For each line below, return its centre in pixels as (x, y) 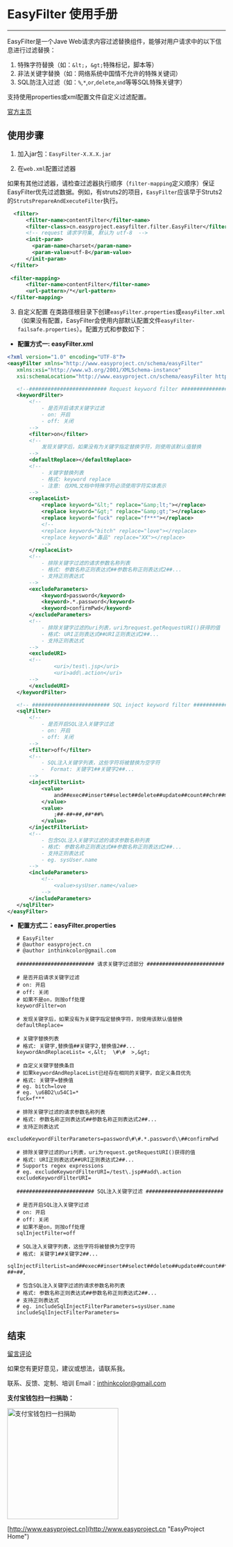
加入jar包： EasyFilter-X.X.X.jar (64, 153)
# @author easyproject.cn (54, 945)
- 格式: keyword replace (76, 479)
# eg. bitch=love (42, 1087)
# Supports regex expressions (60, 1166)
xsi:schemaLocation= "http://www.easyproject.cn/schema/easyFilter (114, 376)
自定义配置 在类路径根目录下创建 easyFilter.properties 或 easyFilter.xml (121, 312)
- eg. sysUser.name (69, 860)
